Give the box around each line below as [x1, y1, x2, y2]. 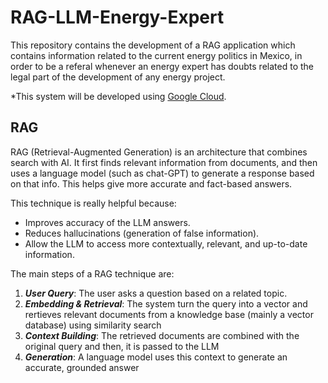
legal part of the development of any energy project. [10, 71, 226, 83]
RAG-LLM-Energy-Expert [10, 6, 225, 29]
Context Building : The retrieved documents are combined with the [24, 329, 300, 341]
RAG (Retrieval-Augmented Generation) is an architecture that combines [10, 146, 308, 158]
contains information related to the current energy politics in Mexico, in [10, 49, 303, 61]
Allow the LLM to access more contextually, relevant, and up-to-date [24, 237, 308, 250]
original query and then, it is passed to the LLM [24, 340, 220, 352]
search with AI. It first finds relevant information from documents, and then [10, 156, 318, 168]
